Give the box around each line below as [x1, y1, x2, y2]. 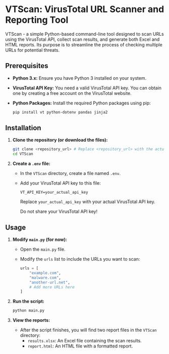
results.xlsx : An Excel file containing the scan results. [27, 338, 142, 344]
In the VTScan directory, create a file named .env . [20, 170, 121, 176]
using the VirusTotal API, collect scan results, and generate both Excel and [5, 36, 160, 42]
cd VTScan [12, 151, 34, 157]
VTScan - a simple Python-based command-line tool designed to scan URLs [5, 31, 164, 37]
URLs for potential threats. [5, 47, 60, 53]
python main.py [12, 308, 45, 313]
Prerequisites [5, 62, 48, 70]
